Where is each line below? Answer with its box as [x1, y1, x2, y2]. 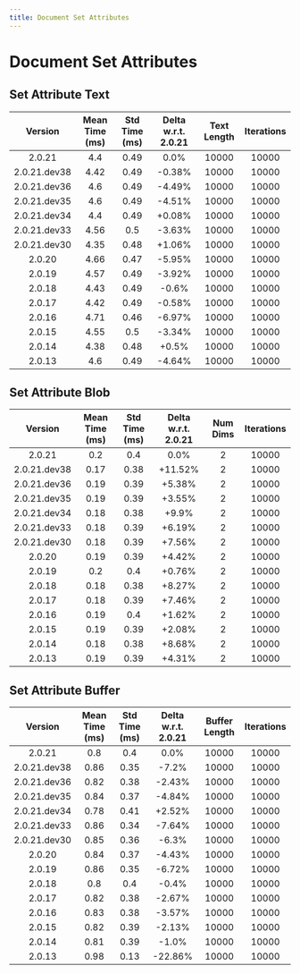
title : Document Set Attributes [9, 13, 129, 22]
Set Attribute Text [9, 87, 110, 103]
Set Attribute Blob [9, 385, 111, 401]
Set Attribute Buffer [9, 682, 121, 698]
